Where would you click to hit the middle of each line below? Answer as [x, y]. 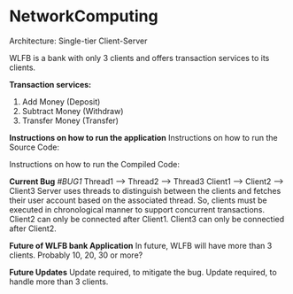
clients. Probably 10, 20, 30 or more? [76, 255]
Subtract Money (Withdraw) [73, 111]
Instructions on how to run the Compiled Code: [94, 164]
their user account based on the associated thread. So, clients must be [138, 200]
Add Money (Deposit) [61, 101]
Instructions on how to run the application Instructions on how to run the [143, 137]
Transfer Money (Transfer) [70, 120]
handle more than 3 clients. [59, 282]
